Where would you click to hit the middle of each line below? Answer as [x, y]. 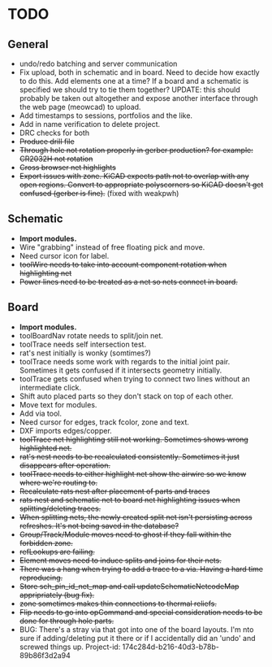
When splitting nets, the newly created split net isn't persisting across [136, 517]
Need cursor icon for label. [64, 255]
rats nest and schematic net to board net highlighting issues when [130, 499]
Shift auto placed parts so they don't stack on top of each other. [126, 396]
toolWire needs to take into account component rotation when [123, 264]
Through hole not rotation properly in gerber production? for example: [136, 150]
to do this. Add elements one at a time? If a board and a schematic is [134, 81]
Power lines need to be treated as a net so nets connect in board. [129, 281]
